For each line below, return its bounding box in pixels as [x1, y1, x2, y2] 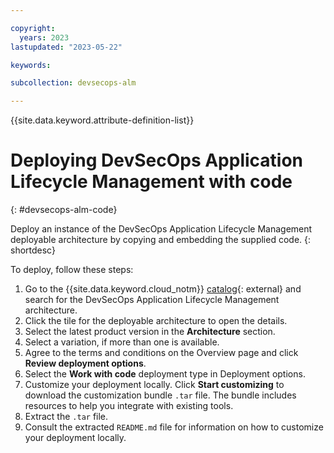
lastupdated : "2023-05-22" [10, 42, 123, 52]
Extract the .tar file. [24, 411, 109, 423]
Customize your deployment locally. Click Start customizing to [24, 379, 285, 391]
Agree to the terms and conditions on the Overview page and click [24, 347, 299, 359]
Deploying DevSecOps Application [10, 149, 304, 172]
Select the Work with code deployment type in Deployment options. [24, 368, 306, 380]
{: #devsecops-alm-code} [10, 204, 118, 216]
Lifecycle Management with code [10, 171, 293, 193]
